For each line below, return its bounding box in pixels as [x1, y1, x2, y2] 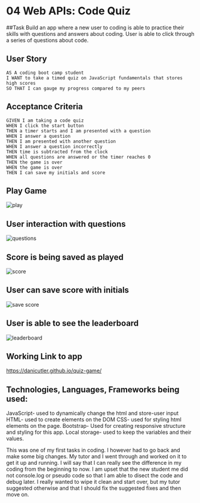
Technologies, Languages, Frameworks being [6, 384, 180, 394]
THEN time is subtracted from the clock [6, 149, 109, 155]
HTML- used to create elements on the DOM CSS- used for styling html [6, 416, 182, 423]
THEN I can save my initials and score [6, 169, 106, 175]
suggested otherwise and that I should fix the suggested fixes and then [6, 485, 181, 492]
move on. [6, 491, 29, 498]
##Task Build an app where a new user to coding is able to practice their [6, 24, 184, 31]
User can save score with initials [6, 285, 130, 295]
